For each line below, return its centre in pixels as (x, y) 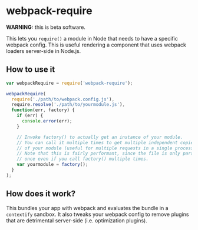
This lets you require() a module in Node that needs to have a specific (92, 38)
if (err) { (30, 116)
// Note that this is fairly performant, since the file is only (99, 154)
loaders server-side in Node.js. (44, 51)
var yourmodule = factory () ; (52, 165)
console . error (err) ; (47, 121)
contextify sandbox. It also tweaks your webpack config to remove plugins (98, 214)
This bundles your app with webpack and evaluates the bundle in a (88, 208)
